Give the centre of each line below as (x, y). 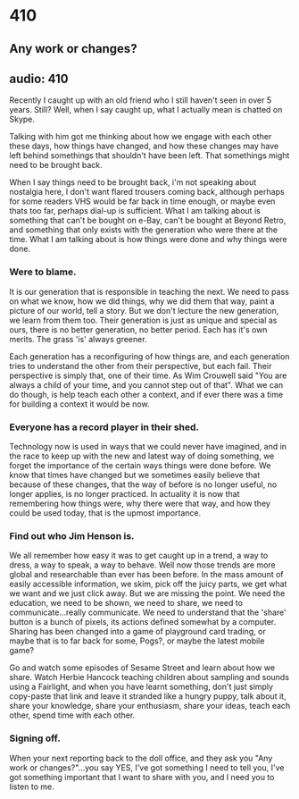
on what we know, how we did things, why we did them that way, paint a (142, 301)
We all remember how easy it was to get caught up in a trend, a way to (139, 556)
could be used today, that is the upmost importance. (105, 513)
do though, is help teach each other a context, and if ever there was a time (146, 394)
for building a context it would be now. (79, 404)
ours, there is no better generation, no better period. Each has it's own (138, 329)
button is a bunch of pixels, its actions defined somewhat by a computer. (143, 622)
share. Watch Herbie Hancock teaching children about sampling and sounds (149, 677)
